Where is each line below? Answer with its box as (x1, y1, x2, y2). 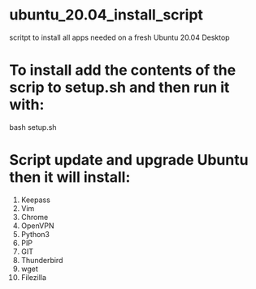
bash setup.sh (9, 122, 57, 132)
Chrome (20, 212, 49, 222)
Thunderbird (20, 255, 63, 265)
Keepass (20, 195, 51, 205)
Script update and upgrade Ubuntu (9, 151, 249, 170)
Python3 (20, 229, 50, 239)
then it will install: (9, 168, 131, 187)
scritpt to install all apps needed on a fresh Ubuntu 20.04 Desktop (9, 32, 230, 42)
